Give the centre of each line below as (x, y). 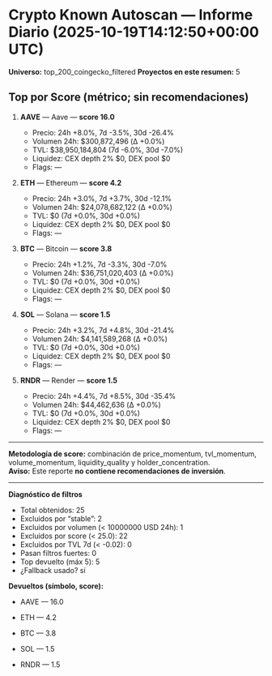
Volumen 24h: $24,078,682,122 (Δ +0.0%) (102, 207)
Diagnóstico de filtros (45, 494)
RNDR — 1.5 (40, 664)
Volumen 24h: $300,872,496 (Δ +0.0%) (98, 141)
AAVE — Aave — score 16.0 (67, 117)
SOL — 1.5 (37, 648)
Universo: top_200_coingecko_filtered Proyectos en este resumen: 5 (124, 71)
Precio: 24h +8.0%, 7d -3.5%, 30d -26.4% (103, 132)
